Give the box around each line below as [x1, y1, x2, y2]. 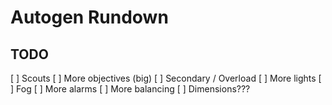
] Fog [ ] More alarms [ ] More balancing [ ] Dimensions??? [10, 83, 251, 95]
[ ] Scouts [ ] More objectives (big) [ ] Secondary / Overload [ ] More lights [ [10, 72, 322, 84]
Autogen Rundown [10, 6, 169, 29]
